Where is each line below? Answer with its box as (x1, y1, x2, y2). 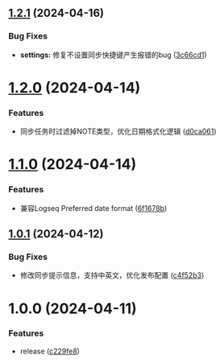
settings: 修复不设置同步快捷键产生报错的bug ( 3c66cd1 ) (19, 50, 207, 60)
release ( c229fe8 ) (19, 346, 81, 356)
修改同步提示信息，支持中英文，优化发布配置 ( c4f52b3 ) (19, 270, 205, 280)
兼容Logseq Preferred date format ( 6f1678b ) (19, 203, 168, 212)
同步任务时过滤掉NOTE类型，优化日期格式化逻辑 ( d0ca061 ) (19, 126, 217, 136)
